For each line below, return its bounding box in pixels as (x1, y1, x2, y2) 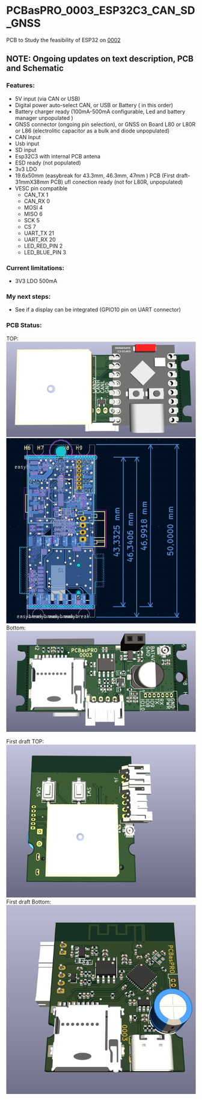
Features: (6, 81, 35, 90)
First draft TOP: (6, 738, 44, 745)
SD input (14, 146, 37, 154)
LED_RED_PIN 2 (23, 242, 63, 249)
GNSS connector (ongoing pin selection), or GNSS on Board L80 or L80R (14, 120, 196, 128)
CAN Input (14, 133, 41, 140)
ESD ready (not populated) (14, 159, 81, 166)
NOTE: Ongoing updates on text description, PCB (6, 54, 194, 64)
